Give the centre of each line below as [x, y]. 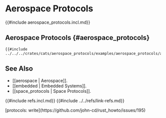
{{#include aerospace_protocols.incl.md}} [48, 22]
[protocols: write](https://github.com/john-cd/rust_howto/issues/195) [75, 110]
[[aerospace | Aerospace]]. [40, 80]
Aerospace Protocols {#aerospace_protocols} [77, 38]
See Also [19, 69]
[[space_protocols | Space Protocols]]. [52, 91]
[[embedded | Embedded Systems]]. [49, 86]
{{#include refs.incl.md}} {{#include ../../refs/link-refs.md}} [65, 100]
